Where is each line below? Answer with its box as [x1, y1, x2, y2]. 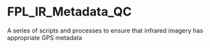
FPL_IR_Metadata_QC [7, 4, 132, 20]
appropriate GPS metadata [7, 33, 82, 41]
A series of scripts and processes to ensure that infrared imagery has [7, 26, 204, 34]
